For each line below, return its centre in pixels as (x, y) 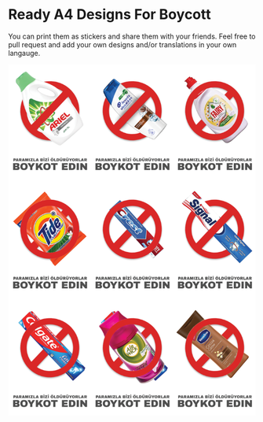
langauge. (24, 53)
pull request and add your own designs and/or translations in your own (122, 44)
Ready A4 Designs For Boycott (110, 15)
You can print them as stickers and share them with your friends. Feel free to (132, 36)
